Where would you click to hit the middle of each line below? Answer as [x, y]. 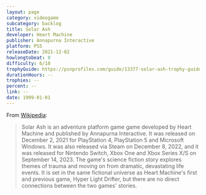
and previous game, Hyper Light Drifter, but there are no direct [100, 179]
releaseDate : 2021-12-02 [38, 52]
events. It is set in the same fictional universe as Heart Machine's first [109, 172]
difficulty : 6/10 [29, 63]
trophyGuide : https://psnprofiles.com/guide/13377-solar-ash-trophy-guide [104, 69]
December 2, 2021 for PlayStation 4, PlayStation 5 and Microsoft [102, 140]
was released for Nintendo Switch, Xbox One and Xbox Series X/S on [109, 153]
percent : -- [21, 86]
